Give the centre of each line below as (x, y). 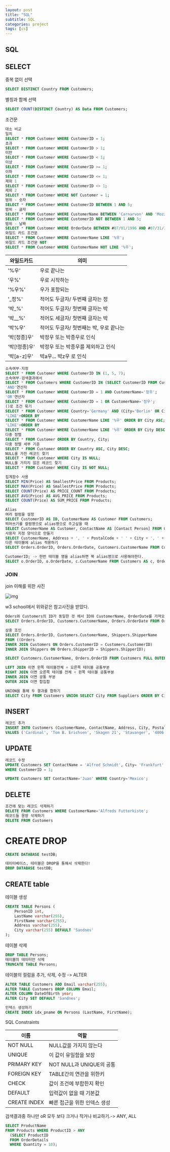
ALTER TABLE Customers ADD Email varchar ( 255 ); (56, 984)
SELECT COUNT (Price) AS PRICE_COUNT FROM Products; (61, 491)
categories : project (27, 24)
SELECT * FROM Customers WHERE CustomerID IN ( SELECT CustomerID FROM (81, 383)
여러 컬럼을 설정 (20, 515)
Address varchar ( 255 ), (38, 925)
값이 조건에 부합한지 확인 (77, 1083)
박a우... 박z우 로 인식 (63, 356)
